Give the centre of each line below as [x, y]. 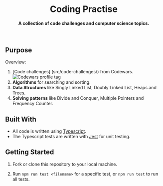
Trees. [19, 93]
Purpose [19, 50]
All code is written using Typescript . [49, 131]
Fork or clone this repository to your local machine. [65, 164]
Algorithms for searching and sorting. [51, 82]
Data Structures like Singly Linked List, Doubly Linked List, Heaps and [84, 88]
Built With [21, 119]
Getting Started [30, 152]
